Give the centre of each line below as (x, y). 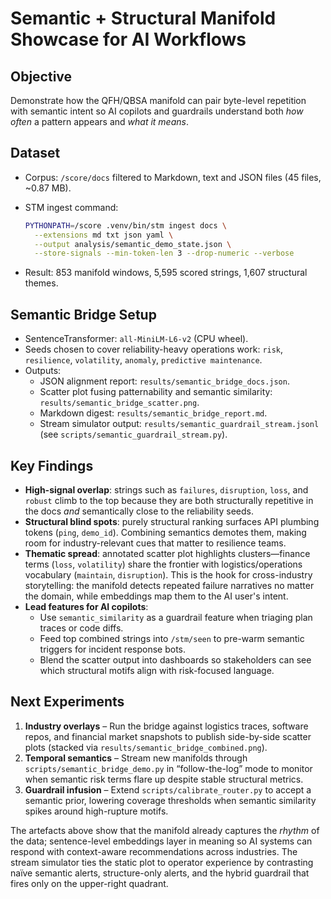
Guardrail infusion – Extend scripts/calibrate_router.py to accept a (168, 789)
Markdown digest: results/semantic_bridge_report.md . (153, 413)
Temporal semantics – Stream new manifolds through (136, 758)
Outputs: (43, 371)
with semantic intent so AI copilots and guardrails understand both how (157, 111)
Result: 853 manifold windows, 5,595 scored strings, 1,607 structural (166, 273)
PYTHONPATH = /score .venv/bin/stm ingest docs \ (126, 225)
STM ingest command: (71, 207)
